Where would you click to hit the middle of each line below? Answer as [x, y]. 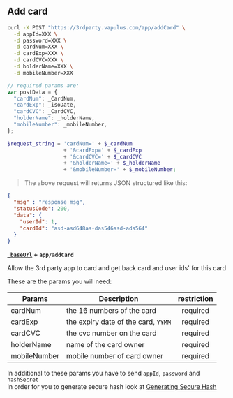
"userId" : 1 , [39, 222]
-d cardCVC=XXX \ [39, 60]
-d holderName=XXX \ [43, 67]
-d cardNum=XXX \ [39, 47]
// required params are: [43, 86]
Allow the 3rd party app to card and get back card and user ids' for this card [117, 268]
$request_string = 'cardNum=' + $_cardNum [70, 143]
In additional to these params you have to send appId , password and [104, 374]
